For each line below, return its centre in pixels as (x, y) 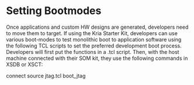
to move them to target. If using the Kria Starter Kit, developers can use (92, 33)
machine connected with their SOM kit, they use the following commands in (97, 58)
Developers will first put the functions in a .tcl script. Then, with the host (93, 52)
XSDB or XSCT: (25, 64)
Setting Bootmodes (54, 11)
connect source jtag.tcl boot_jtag (46, 76)
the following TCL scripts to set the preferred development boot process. (94, 46)
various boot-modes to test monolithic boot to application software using (94, 39)
